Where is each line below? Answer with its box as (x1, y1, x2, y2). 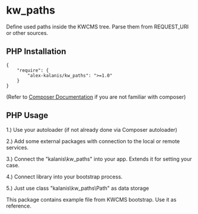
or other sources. (6, 29, 49, 36)
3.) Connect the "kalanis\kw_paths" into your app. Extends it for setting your (6, 155, 192, 163)
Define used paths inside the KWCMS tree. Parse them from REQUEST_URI (6, 23, 189, 30)
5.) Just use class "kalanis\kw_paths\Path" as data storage (6, 184, 149, 192)
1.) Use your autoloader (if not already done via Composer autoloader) (6, 126, 178, 133)
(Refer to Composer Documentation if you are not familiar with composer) (6, 93, 186, 100)
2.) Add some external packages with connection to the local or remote (6, 137, 180, 145)
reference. (6, 202, 31, 209)
